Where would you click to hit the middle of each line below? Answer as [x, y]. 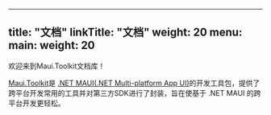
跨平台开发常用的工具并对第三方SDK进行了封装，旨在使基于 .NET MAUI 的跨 [135, 92]
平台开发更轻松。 [37, 103]
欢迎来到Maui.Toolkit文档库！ [57, 66]
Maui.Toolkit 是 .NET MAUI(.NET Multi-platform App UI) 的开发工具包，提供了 [134, 83]
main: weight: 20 [52, 45]
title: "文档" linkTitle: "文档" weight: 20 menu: [125, 33]
